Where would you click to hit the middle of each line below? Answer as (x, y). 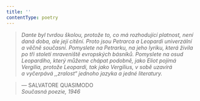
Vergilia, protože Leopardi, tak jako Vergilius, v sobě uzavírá (97, 67)
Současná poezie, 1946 (51, 91)
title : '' (19, 12)
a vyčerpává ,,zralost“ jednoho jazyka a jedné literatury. (92, 73)
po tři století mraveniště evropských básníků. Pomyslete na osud (102, 54)
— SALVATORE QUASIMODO (57, 85)
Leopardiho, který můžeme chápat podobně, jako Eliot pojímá (98, 60)
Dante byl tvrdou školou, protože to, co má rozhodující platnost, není (107, 34)
